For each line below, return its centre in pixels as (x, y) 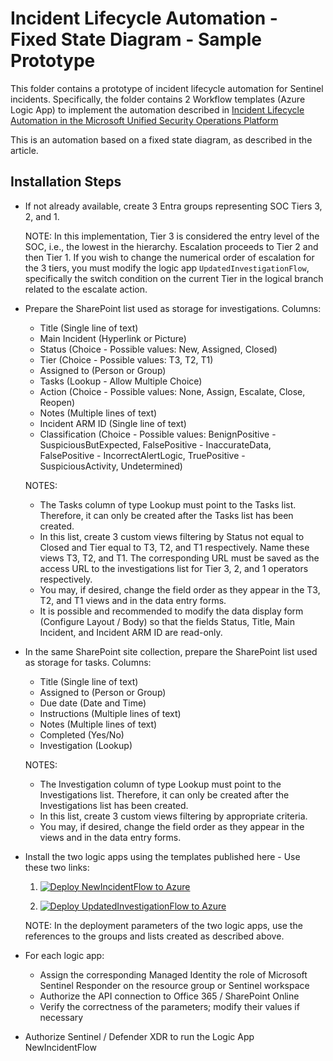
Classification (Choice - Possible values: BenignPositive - (158, 434)
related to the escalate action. (86, 289)
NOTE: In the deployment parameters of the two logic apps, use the (163, 925)
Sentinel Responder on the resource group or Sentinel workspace (174, 985)
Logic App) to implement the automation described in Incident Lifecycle (157, 109)
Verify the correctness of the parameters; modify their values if (169, 1006)
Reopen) (57, 402)
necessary (61, 1017)
